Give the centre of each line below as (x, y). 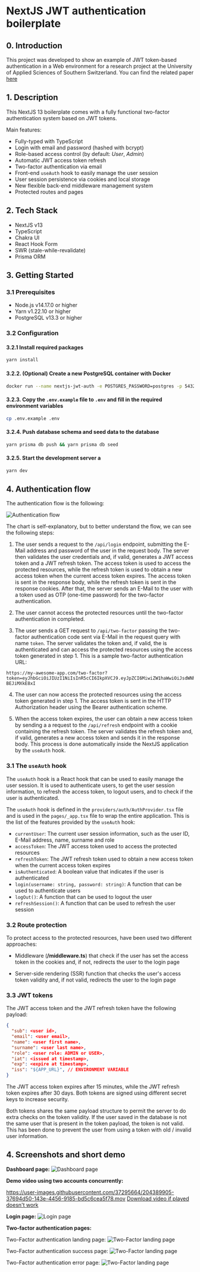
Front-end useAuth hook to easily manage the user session (87, 173)
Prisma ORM (30, 257)
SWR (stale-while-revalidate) (50, 250)
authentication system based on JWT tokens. (62, 118)
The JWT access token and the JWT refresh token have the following (91, 1008)
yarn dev (17, 471)
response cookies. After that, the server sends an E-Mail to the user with (104, 589)
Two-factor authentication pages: (49, 1228)
